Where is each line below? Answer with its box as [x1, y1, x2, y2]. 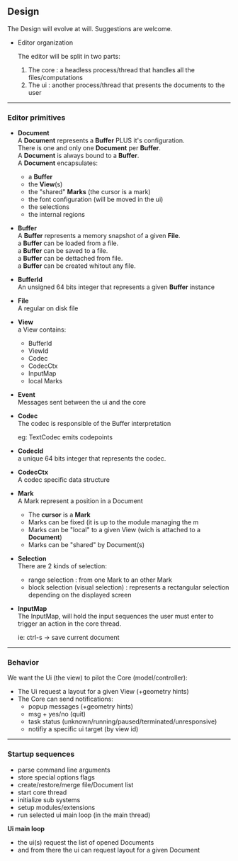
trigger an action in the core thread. [17, 619, 122, 628]
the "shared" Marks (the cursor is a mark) [28, 188, 151, 196]
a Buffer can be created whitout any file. [17, 261, 136, 270]
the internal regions [28, 210, 86, 219]
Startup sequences [7, 749, 75, 759]
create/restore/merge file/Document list [17, 780, 134, 789]
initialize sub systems [17, 795, 81, 804]
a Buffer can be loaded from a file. [17, 239, 119, 247]
